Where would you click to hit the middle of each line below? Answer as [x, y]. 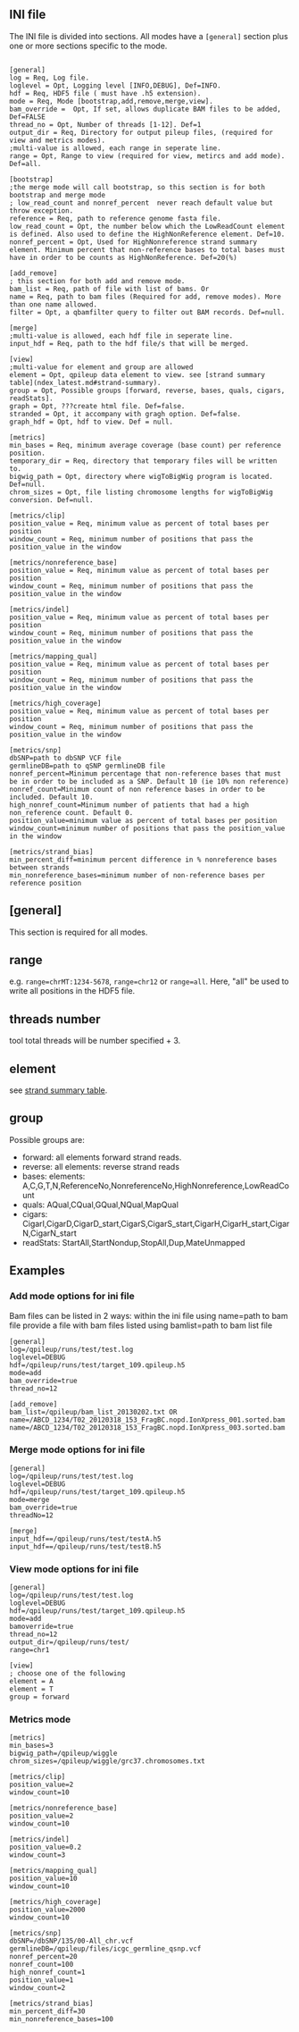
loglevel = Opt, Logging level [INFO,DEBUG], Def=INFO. [115, 85]
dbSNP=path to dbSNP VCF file [66, 758]
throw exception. [42, 210]
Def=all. [25, 164]
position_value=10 [43, 1879]
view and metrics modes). [57, 140]
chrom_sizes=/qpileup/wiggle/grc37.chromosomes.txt [107, 1761]
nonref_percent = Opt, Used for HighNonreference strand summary [133, 242]
